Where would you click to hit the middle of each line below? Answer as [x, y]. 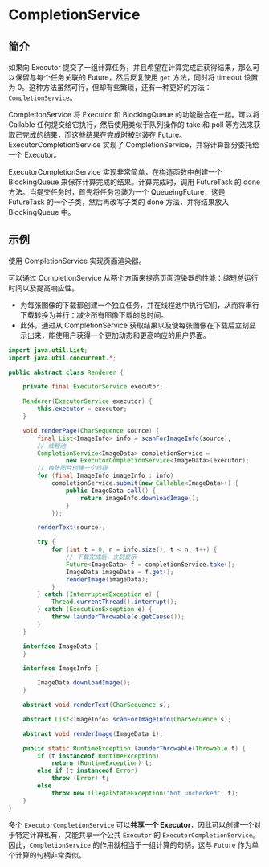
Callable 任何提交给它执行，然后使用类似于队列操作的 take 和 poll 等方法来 [131, 125]
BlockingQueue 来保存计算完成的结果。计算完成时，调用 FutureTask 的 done [134, 182]
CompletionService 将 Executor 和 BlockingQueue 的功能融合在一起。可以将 [134, 115]
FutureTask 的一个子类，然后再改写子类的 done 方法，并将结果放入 [119, 202]
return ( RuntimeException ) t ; [102, 763]
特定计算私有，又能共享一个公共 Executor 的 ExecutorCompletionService [134, 835]
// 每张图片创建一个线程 [73, 468]
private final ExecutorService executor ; [93, 387]
